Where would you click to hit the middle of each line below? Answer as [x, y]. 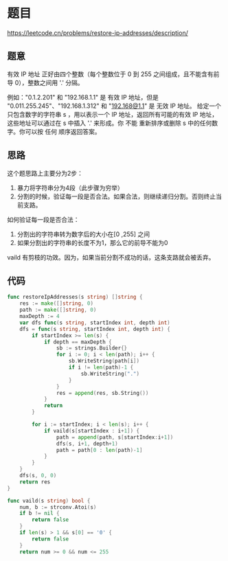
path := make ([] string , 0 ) [58, 310]
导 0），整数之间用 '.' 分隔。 [45, 82]
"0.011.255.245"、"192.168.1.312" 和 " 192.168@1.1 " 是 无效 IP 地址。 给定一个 [114, 106]
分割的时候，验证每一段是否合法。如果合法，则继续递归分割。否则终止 [116, 196]
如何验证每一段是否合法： [43, 219]
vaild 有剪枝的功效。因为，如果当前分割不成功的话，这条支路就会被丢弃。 [111, 257]
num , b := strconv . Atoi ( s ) [58, 507]
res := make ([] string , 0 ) [57, 304]
